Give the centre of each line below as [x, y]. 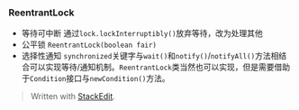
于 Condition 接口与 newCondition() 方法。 [95, 78]
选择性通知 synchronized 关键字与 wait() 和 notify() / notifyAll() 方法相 [150, 56]
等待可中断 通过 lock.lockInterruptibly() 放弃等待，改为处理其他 [142, 33]
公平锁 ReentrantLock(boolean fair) [89, 45]
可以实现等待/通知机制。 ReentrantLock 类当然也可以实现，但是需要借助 [159, 67]
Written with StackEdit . [73, 96]
